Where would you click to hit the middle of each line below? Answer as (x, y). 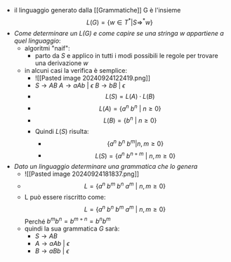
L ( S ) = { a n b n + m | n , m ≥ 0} (135, 155)
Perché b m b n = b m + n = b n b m (67, 221)
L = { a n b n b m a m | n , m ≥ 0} (125, 208)
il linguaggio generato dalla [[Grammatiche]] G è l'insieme (97, 10)
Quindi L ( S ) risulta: (62, 131)
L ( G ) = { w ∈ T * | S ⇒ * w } (120, 22)
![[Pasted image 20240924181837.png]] (81, 174)
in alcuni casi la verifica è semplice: (76, 70)
